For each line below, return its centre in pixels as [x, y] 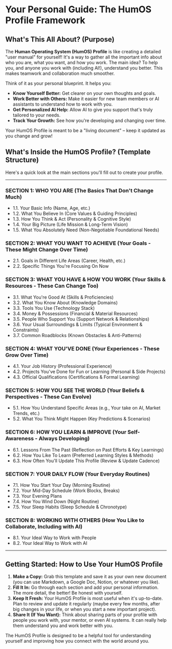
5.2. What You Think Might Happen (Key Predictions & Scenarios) [82, 419]
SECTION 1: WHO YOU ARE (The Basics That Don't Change [79, 190]
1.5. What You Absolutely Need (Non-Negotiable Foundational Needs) [86, 230]
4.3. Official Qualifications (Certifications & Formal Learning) [76, 377]
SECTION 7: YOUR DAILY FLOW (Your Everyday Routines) [78, 474]
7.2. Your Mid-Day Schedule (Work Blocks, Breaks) [66, 490]
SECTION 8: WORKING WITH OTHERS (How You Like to [75, 520]
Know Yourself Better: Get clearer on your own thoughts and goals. [84, 93]
